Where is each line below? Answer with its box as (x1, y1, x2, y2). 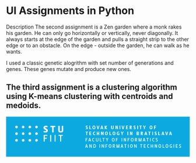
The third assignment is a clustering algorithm (6, 83, 177, 93)
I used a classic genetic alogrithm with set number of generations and (6, 59, 174, 66)
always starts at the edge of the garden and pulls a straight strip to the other (6, 36, 190, 42)
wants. (6, 48, 22, 55)
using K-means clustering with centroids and (6, 91, 173, 101)
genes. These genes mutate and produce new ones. (6, 65, 132, 72)
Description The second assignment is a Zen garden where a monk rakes (6, 23, 182, 30)
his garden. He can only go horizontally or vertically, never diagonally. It (6, 29, 178, 36)
